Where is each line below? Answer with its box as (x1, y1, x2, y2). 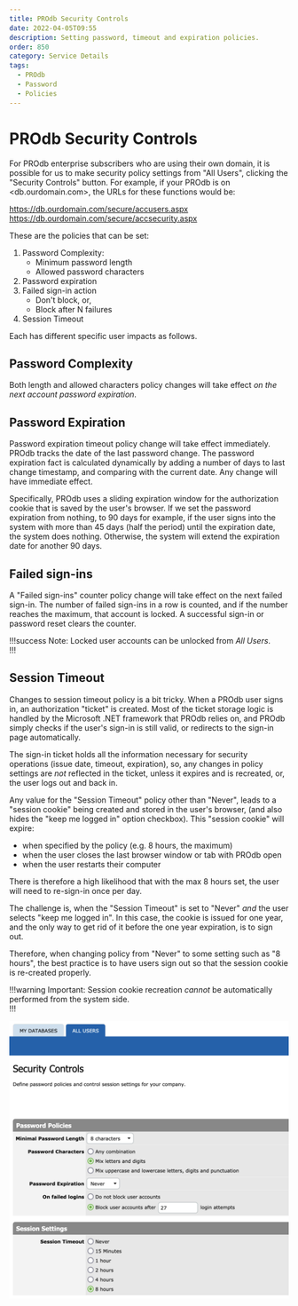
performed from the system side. (9, 993, 130, 1004)
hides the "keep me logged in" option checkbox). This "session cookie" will (9, 813, 285, 824)
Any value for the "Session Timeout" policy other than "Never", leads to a (9, 795, 277, 805)
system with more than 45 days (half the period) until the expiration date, (9, 522, 276, 533)
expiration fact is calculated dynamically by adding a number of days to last (9, 457, 286, 468)
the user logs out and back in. (9, 777, 118, 788)
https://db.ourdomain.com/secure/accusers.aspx (9, 203, 189, 214)
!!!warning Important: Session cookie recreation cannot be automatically (9, 984, 273, 994)
